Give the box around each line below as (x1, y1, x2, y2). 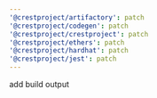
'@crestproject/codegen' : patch (9, 21, 129, 30)
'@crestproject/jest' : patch (9, 54, 117, 63)
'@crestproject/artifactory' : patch (9, 12, 145, 22)
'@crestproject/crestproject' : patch (9, 29, 149, 38)
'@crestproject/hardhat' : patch (9, 46, 129, 55)
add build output (9, 79, 69, 89)
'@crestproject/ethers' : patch (9, 37, 125, 47)
